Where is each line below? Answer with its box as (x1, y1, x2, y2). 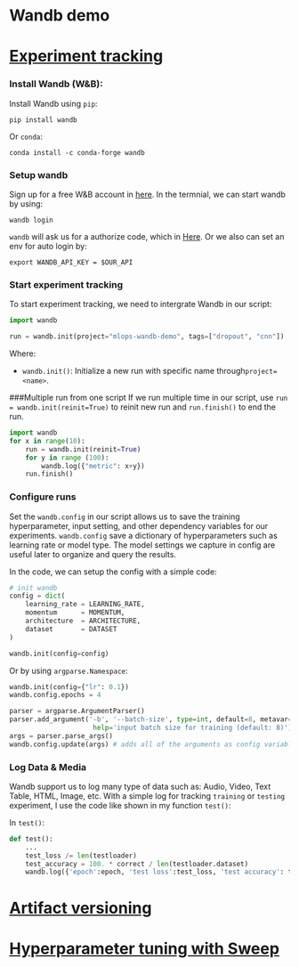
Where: (9, 348, 36, 359)
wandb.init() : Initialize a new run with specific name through (21, 366, 246, 377)
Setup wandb (9, 168, 69, 181)
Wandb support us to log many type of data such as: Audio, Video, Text (9, 781, 271, 792)
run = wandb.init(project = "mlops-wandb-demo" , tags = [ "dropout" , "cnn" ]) (9, 332, 285, 341)
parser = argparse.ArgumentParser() (9, 707, 145, 716)
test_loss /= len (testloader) (25, 851, 138, 860)
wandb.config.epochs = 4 (9, 691, 101, 700)
